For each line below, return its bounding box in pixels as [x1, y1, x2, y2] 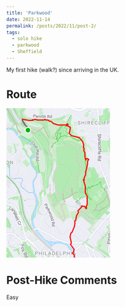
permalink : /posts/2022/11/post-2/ [6, 23, 97, 29]
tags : [6, 29, 20, 35]
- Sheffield [12, 49, 43, 55]
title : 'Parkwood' [6, 10, 53, 16]
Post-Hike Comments [6, 273, 117, 287]
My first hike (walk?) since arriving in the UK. [6, 66, 119, 73]
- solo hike [12, 35, 43, 42]
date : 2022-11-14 [6, 16, 51, 23]
